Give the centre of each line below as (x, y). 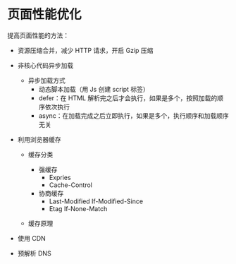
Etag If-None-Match (78, 208)
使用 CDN (31, 238)
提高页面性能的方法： (38, 35)
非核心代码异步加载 (45, 65)
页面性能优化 (45, 14)
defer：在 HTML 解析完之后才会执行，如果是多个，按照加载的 (128, 98)
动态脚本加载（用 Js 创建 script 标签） (94, 89)
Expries (60, 177)
